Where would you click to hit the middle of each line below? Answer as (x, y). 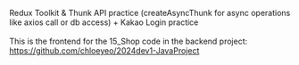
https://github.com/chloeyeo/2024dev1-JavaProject (104, 51)
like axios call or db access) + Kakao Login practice (104, 22)
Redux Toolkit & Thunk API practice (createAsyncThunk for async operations (150, 13)
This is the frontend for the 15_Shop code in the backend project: (129, 41)
